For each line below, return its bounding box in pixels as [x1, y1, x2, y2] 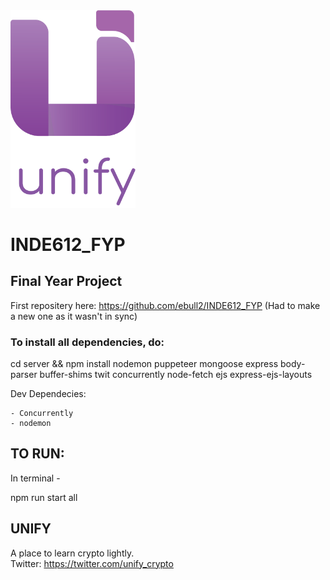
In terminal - [10, 472, 61, 484]
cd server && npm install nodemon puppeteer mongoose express [10, 358, 279, 370]
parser [10, 369, 38, 381]
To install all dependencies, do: [10, 335, 165, 349]
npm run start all [10, 491, 78, 503]
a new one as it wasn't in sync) [10, 310, 138, 322]
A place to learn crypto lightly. [10, 547, 135, 559]
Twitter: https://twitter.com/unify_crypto [10, 557, 174, 569]
